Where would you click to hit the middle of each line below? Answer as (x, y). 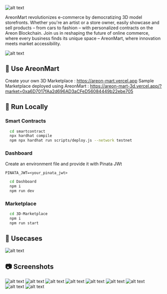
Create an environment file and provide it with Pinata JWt (64, 164)
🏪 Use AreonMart (32, 69)
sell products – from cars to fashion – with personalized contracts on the (79, 28)
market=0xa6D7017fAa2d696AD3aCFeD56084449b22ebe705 (69, 91)
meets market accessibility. (33, 44)
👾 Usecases (24, 239)
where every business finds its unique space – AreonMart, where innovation (83, 38)
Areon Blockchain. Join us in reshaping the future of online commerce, (78, 33)
